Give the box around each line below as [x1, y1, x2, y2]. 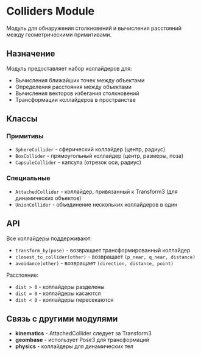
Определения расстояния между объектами [15, 83, 132, 90]
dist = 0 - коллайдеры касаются [15, 290, 101, 297]
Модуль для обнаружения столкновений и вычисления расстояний [6, 24, 182, 32]
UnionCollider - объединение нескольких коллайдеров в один [15, 201, 178, 208]
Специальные [6, 174, 51, 182]
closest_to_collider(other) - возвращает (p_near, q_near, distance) [15, 253, 196, 260]
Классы [6, 114, 38, 124]
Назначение [6, 49, 55, 59]
